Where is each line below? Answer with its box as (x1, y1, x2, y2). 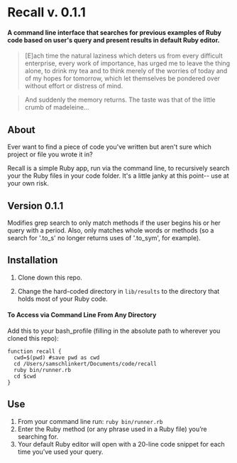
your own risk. (7, 179, 50, 188)
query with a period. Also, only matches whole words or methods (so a (7, 226, 214, 235)
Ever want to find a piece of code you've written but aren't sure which (7, 143, 211, 151)
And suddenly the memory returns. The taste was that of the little (24, 95, 216, 104)
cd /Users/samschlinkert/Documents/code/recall (13, 361, 158, 368)
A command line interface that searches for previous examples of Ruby (7, 28, 222, 36)
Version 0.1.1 (7, 200, 64, 212)
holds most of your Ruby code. (17, 294, 108, 303)
